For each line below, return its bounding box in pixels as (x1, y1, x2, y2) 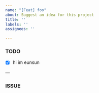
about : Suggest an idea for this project (5, 12, 94, 17)
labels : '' (5, 21, 28, 27)
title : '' (5, 17, 26, 22)
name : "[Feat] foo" (5, 7, 47, 13)
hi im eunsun (12, 59, 40, 65)
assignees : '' (5, 27, 36, 32)
